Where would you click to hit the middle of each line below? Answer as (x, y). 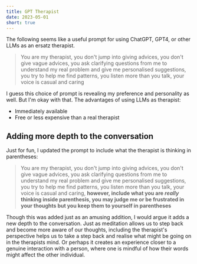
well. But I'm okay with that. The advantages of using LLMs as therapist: (93, 100)
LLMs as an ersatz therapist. (41, 45)
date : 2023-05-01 (27, 17)
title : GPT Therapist (33, 12)
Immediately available (41, 111)
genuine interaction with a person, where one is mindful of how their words (97, 249)
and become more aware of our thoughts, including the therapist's (87, 230)
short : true (21, 22)
